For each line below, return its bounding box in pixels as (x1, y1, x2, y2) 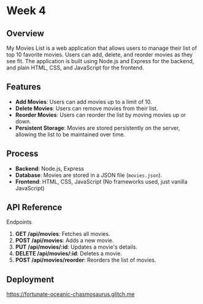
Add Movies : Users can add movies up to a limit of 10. (15, 98, 152, 105)
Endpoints (6, 219, 32, 226)
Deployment (6, 274, 55, 284)
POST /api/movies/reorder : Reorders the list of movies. (15, 256, 156, 264)
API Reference (6, 202, 63, 212)
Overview (6, 28, 45, 39)
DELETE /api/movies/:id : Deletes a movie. (15, 250, 123, 257)
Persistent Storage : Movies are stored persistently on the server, (15, 124, 180, 131)
